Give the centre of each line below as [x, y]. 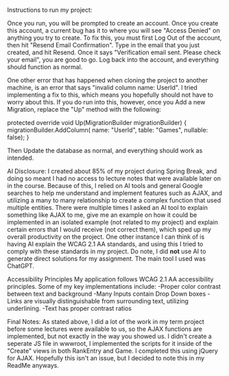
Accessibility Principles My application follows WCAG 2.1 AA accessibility [110, 279]
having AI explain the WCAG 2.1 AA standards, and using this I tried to [105, 244]
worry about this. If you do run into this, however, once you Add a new [106, 102]
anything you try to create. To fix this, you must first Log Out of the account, [114, 38]
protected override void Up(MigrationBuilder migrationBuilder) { [97, 122]
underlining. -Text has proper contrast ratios [70, 308]
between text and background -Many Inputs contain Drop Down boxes [107, 294]
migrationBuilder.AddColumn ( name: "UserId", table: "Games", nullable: [108, 130]
